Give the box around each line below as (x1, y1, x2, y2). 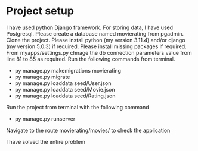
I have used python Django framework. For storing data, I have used (6, 24, 174, 31)
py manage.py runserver (14, 115, 76, 122)
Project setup (6, 4, 75, 18)
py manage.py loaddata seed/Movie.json (14, 86, 115, 93)
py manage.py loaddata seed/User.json (14, 79, 112, 87)
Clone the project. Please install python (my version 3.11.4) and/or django (6, 36, 186, 43)
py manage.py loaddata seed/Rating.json (14, 92, 116, 99)
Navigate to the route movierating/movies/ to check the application (6, 127, 171, 134)
